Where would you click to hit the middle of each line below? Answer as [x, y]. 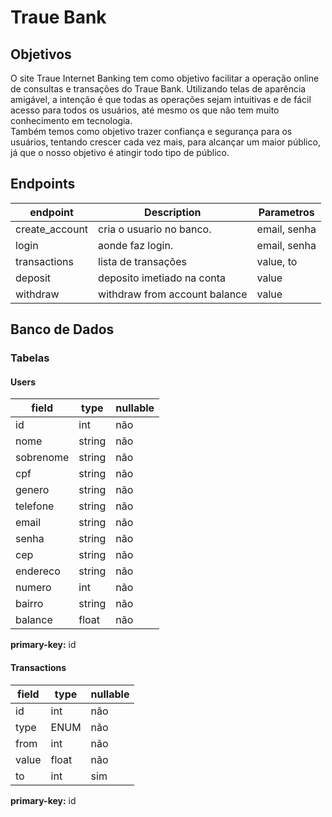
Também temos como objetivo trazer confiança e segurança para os [151, 131]
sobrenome [42, 458]
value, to [277, 261]
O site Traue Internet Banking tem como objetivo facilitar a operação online [165, 78]
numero [33, 588]
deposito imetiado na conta [162, 278]
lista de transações [142, 261]
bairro [29, 604]
